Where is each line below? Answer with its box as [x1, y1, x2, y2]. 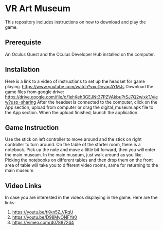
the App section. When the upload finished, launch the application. [5, 109, 139, 115]
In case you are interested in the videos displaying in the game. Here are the [5, 194, 158, 200]
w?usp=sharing [5, 99, 36, 105]
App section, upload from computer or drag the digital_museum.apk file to [5, 104, 154, 110]
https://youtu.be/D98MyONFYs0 [12, 214, 77, 220]
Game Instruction [5, 123, 59, 132]
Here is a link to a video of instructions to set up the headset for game [5, 78, 145, 84]
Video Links [5, 181, 42, 190]
